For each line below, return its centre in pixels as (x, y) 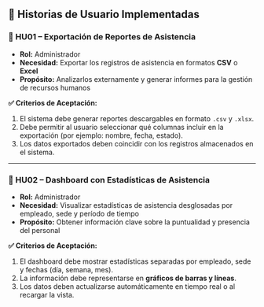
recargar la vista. (47, 294)
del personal (40, 230)
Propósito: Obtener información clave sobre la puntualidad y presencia (134, 222)
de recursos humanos (55, 87)
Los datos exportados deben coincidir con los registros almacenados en (136, 143)
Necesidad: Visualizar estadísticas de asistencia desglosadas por (126, 205)
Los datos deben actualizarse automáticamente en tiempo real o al (127, 286)
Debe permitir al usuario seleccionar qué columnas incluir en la (121, 127)
